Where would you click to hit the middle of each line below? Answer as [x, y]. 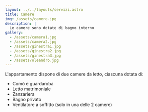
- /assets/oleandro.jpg [34, 60]
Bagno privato [27, 100]
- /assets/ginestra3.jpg [35, 56]
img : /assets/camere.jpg [31, 19]
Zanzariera [23, 94]
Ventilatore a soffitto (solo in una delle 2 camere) [62, 105]
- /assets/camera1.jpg [33, 37]
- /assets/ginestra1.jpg [35, 46]
